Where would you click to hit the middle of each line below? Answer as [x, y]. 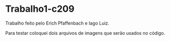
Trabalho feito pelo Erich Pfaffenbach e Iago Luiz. [57, 23]
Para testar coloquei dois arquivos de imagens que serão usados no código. [85, 33]
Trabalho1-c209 [40, 9]
